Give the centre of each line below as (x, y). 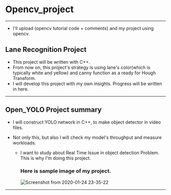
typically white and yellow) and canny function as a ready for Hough (84, 73)
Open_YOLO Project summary (53, 110)
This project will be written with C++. (51, 62)
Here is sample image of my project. (66, 171)
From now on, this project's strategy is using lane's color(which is (81, 67)
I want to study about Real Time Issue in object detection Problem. (90, 152)
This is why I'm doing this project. (55, 158)
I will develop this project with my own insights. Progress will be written (87, 83)
